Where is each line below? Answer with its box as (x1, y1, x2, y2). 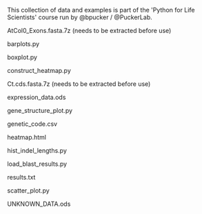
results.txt (7, 173, 36, 181)
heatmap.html (7, 133, 47, 141)
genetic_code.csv (7, 120, 57, 128)
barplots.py (7, 40, 40, 47)
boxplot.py (7, 53, 38, 61)
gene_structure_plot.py (7, 107, 73, 114)
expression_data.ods (7, 93, 66, 101)
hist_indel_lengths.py (7, 147, 67, 154)
